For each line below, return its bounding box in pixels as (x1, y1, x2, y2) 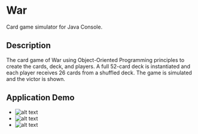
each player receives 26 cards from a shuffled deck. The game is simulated (6, 69, 193, 76)
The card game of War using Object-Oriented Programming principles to (6, 56, 185, 63)
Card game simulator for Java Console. (6, 23, 103, 30)
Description (6, 40, 51, 51)
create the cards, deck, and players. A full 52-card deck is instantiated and (6, 63, 190, 70)
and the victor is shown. (6, 75, 66, 82)
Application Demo (6, 93, 75, 103)
